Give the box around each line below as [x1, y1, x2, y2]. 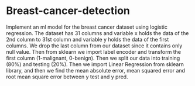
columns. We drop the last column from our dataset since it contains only [6, 42, 183, 49]
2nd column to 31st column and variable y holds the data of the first [6, 36, 169, 43]
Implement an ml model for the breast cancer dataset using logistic [6, 23, 168, 30]
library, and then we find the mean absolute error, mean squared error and [6, 67, 186, 74]
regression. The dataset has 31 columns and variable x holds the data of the [6, 29, 189, 36]
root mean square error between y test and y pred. [6, 73, 128, 80]
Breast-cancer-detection [6, 4, 130, 18]
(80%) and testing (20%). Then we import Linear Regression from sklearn [6, 60, 184, 68]
